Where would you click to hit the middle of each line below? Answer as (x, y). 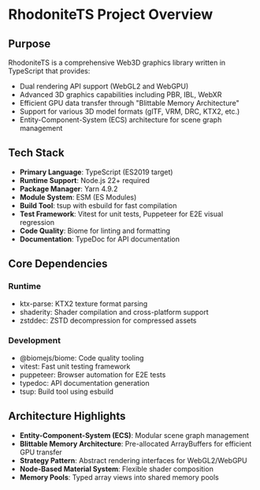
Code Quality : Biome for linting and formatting (95, 230)
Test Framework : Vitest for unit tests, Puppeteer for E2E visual (121, 214)
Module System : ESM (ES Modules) (78, 197)
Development (35, 341)
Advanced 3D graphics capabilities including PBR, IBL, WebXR (121, 95)
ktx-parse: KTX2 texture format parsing (84, 303)
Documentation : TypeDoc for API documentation (99, 239)
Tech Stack (36, 153)
